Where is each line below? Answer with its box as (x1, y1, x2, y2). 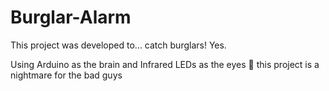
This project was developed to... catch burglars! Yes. (10, 39, 227, 51)
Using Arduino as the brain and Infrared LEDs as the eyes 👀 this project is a (10, 58, 320, 70)
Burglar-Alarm (10, 6, 132, 29)
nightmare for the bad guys (10, 69, 123, 81)
